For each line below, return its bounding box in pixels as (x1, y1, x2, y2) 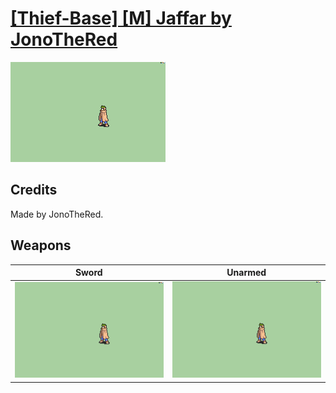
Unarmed (226, 267, 267, 279)
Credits (10, 182, 58, 199)
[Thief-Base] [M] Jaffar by (10, 7, 232, 30)
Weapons (10, 237, 72, 254)
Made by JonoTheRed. (10, 208, 104, 220)
